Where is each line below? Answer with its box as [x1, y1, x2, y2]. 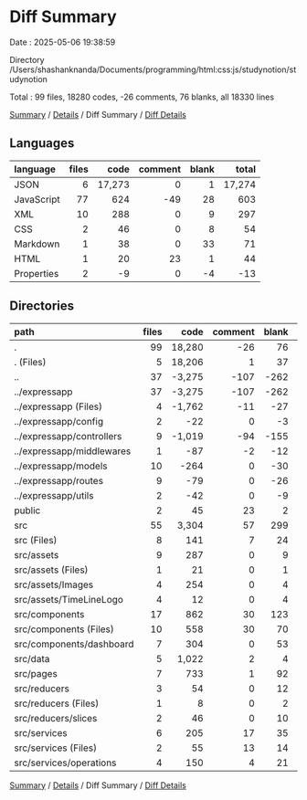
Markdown [14, 237, 60, 250]
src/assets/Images [14, 578, 94, 591]
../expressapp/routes [14, 474, 103, 487]
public [14, 504, 41, 517]
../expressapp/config [14, 415, 103, 427]
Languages [9, 135, 75, 152]
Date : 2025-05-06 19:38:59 [9, 37, 116, 47]
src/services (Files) [14, 742, 98, 754]
